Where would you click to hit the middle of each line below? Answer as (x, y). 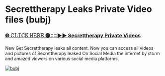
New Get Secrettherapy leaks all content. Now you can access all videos (79, 48)
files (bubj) (28, 20)
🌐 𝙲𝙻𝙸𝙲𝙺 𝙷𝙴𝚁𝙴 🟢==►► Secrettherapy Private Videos (73, 36)
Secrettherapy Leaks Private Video (79, 9)
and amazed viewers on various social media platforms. (62, 59)
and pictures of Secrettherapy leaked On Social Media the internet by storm (82, 54)
